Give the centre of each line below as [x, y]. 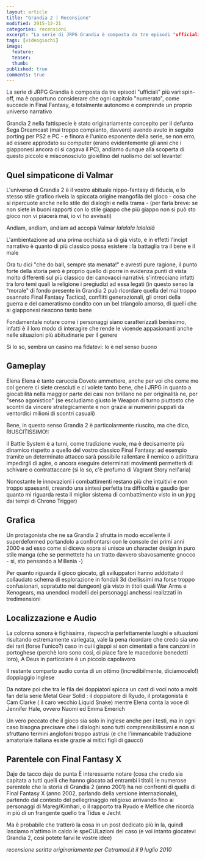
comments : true [26, 75]
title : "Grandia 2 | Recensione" [49, 18]
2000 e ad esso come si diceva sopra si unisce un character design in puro [101, 548]
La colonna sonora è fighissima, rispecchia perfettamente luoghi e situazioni [102, 633]
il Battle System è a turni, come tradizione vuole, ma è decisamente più [95, 443]
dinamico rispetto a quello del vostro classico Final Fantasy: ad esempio [97, 450]
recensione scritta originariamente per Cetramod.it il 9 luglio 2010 [89, 850]
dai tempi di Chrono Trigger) [42, 501]
